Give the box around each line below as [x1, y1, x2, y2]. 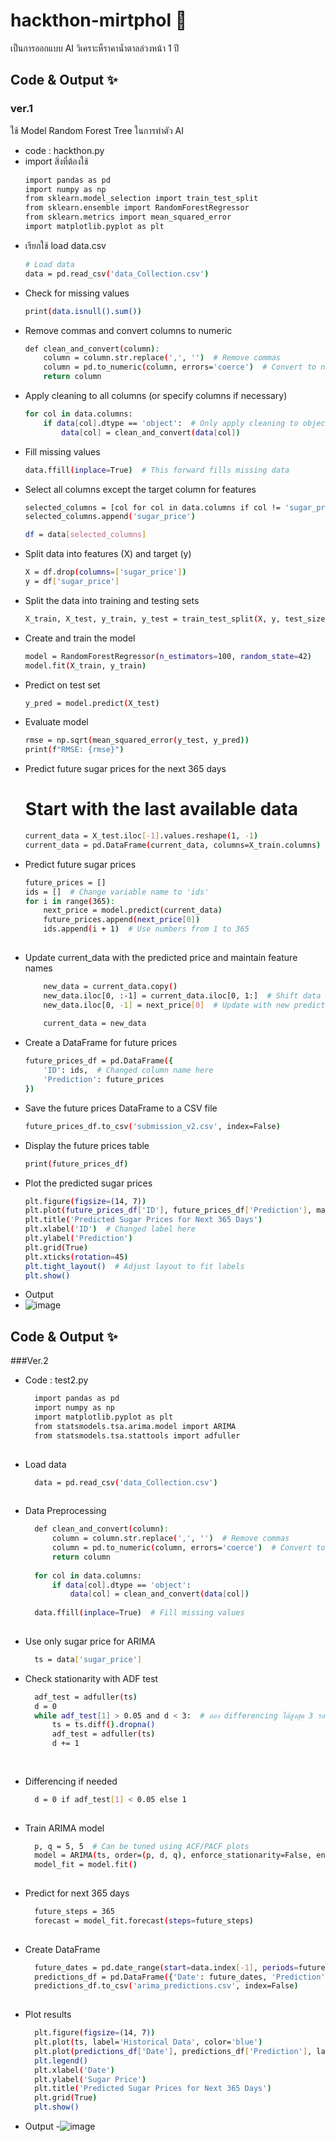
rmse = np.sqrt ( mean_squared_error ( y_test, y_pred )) [24, 735, 250, 746]
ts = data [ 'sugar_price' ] [34, 1654, 142, 1664]
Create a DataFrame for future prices [24, 1037, 178, 1049]
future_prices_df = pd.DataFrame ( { [24, 1056, 174, 1066]
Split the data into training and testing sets [24, 594, 200, 606]
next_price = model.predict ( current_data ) [43, 905, 223, 916]
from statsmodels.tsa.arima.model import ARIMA [34, 1421, 237, 1431]
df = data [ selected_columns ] [24, 530, 147, 540]
